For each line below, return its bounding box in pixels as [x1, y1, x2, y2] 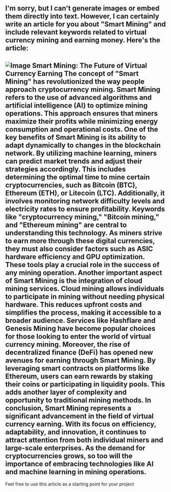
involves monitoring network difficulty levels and [5, 196, 165, 205]
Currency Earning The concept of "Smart [5, 69, 139, 78]
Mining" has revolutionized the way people [5, 77, 144, 86]
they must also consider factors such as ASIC [5, 244, 153, 253]
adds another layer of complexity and [5, 387, 127, 397]
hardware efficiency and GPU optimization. [5, 252, 145, 261]
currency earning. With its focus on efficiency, [5, 420, 157, 428]
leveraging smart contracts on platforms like [5, 364, 150, 373]
